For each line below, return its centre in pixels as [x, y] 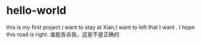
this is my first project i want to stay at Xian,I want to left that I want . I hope [100, 27]
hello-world [37, 11]
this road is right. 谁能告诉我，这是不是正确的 [63, 34]
